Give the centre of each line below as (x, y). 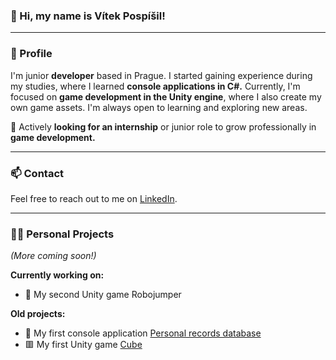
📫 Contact (37, 173)
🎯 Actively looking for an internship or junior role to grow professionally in (163, 126)
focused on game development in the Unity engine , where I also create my (166, 96)
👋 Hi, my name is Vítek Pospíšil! (88, 16)
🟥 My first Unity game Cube (83, 345)
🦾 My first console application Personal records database (143, 333)
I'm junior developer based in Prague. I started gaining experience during (161, 75)
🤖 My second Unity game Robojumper (103, 295)
